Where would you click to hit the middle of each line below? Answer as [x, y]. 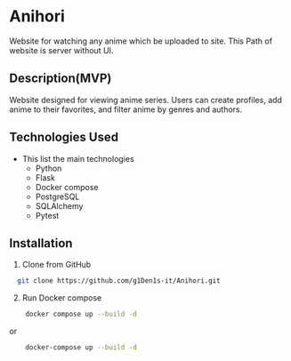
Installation [41, 243]
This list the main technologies [78, 158]
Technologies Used [64, 137]
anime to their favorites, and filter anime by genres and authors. [126, 109]
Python [48, 168]
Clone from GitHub [57, 265]
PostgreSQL [57, 197]
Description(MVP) [61, 79]
